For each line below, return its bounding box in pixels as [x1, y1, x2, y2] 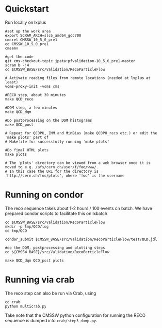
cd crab [5, 299, 21, 304]
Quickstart [5, 3, 49, 15]
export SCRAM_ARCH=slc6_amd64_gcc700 [5, 33, 81, 38]
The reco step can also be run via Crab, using [5, 290, 96, 296]
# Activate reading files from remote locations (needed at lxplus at [5, 75, 151, 81]
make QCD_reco [5, 97, 34, 101]
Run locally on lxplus [5, 19, 47, 25]
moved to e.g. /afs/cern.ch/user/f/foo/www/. [5, 164, 98, 169]
